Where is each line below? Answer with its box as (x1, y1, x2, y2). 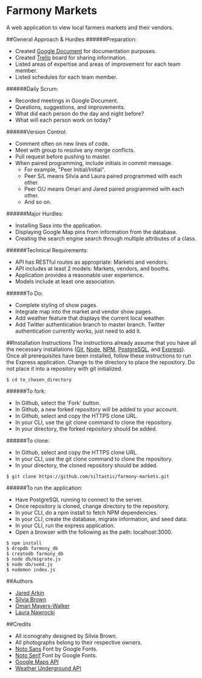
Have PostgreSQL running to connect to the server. (15, 496, 143, 503)
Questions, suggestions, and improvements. (15, 103, 126, 110)
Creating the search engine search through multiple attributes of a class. (15, 235, 197, 242)
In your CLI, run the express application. (15, 521, 115, 529)
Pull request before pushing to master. (15, 153, 111, 160)
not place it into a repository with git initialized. (6, 365, 123, 372)
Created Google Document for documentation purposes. (15, 47, 157, 55)
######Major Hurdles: (6, 210, 64, 217)
